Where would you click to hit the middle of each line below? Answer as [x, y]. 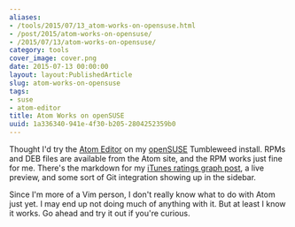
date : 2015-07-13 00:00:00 [59, 67]
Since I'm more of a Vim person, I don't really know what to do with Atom [143, 194]
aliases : [25, 17]
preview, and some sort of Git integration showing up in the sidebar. [133, 177]
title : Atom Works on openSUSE [67, 116]
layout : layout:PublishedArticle [71, 75]
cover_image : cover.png [53, 58]
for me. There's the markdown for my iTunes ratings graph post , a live [136, 168]
